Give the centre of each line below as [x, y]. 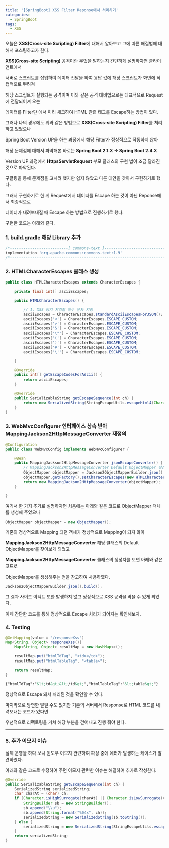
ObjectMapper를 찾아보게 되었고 [38, 549]
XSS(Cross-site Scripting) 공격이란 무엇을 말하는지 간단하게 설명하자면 [77, 61]
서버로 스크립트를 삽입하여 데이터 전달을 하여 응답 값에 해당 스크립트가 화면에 [80, 78]
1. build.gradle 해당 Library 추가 [43, 238]
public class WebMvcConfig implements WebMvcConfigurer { [67, 449]
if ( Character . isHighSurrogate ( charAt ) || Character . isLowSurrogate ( [89, 798]
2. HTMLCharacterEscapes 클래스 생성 [52, 271]
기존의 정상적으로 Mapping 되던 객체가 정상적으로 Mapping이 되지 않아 [75, 532]
